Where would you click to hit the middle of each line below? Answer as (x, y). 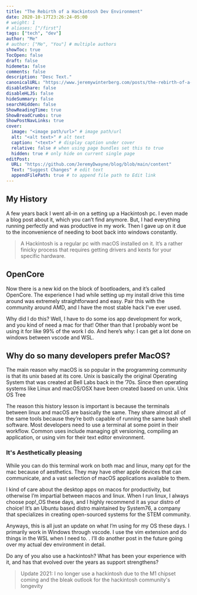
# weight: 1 (21, 22)
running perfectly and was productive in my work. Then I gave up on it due (96, 226)
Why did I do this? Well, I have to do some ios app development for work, (94, 318)
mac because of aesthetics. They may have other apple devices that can (94, 472)
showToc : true (23, 50)
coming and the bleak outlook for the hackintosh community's (95, 580)
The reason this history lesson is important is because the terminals (88, 406)
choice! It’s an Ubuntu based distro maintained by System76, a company (93, 508)
